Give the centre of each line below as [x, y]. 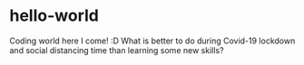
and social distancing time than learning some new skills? [117, 50]
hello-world [54, 16]
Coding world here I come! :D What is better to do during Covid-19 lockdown [152, 41]
